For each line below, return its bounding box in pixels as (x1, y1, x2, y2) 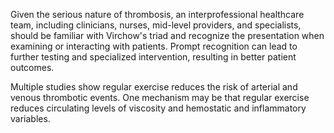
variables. (10, 113, 51, 124)
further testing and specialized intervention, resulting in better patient (10, 51, 297, 63)
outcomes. (10, 62, 55, 73)
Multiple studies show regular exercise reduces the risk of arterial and (10, 81, 298, 93)
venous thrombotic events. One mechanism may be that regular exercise (10, 92, 310, 103)
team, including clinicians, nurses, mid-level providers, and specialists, (10, 19, 302, 31)
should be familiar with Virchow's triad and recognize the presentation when (10, 30, 325, 41)
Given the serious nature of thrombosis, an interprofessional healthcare (10, 9, 305, 20)
